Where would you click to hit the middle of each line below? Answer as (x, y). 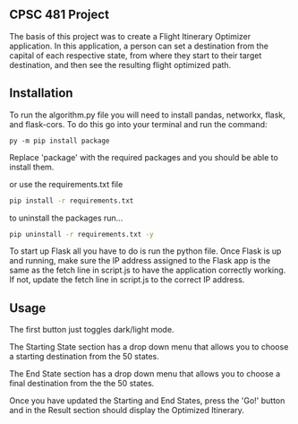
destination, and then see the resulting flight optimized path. (120, 65)
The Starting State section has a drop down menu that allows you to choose (149, 347)
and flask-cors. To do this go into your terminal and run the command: (138, 124)
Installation (41, 93)
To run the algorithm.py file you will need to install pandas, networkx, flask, (148, 115)
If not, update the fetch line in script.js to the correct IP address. (127, 280)
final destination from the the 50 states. (82, 384)
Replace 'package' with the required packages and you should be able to (144, 157)
